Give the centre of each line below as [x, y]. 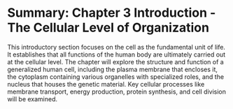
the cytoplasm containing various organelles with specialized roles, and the [116, 77]
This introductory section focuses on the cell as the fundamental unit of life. [116, 47]
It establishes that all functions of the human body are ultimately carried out [116, 54]
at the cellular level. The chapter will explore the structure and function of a [115, 61]
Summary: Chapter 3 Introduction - [112, 13]
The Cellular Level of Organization [108, 28]
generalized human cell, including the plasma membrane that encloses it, [113, 69]
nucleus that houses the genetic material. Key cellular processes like [106, 84]
